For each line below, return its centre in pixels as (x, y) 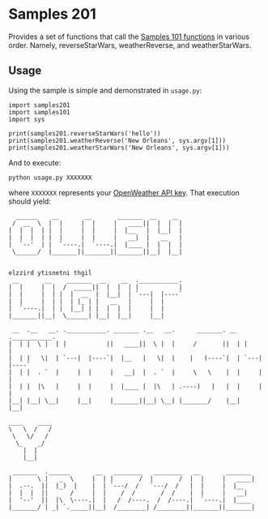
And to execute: (35, 162)
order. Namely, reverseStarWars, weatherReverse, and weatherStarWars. (130, 45)
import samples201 (39, 105)
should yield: (30, 201)
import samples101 (39, 112)
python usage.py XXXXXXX (50, 178)
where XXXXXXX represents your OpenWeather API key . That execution (124, 192)
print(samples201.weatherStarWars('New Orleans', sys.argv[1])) (119, 148)
